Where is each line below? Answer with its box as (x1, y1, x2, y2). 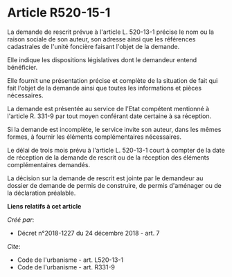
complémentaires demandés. (7, 160, 91, 169)
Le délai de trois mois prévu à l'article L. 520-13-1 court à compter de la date (7, 146, 225, 154)
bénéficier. (7, 63, 38, 71)
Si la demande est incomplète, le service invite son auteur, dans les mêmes (7, 125, 222, 133)
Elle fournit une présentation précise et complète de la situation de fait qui (7, 76, 218, 84)
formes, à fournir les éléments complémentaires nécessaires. (7, 133, 182, 141)
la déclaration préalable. (7, 189, 76, 197)
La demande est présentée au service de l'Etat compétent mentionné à (7, 104, 210, 113)
